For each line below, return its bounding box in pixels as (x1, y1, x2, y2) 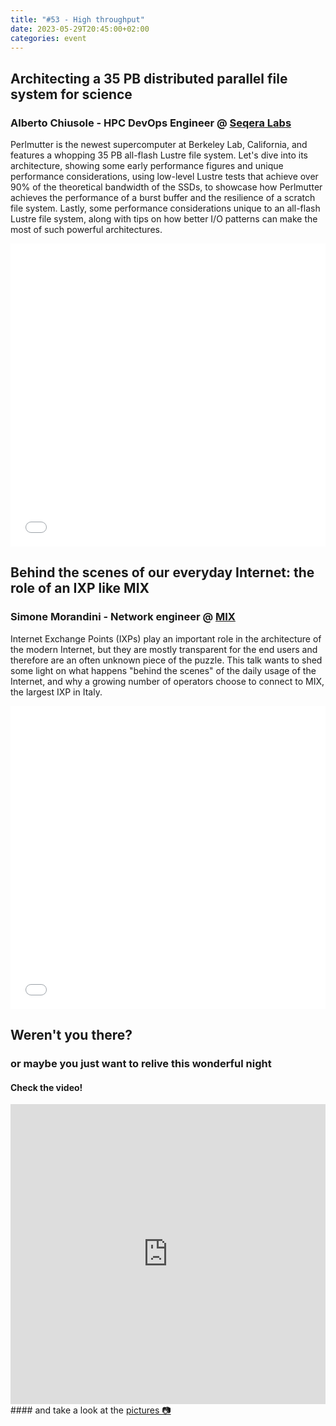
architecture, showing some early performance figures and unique (10, 160, 284, 172)
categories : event (10, 33, 87, 43)
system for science (10, 86, 133, 103)
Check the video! (10, 1081, 83, 1093)
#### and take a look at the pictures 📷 (10, 1404, 172, 1416)
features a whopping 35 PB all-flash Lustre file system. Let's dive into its (10, 149, 308, 161)
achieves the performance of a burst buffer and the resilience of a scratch (10, 192, 316, 204)
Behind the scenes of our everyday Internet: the (10, 564, 315, 581)
